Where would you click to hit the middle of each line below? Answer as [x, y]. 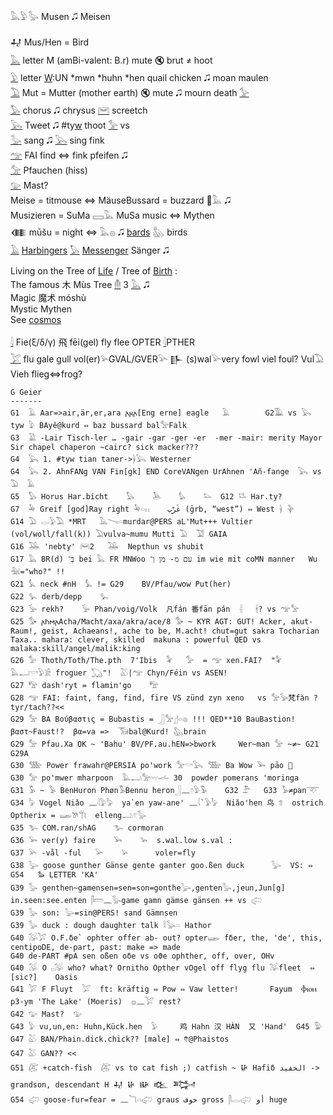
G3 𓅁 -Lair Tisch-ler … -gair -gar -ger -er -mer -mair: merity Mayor [166, 438]
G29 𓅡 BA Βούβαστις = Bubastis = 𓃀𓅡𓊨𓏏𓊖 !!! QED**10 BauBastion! [153, 719]
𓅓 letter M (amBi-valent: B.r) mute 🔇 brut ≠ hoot [111, 60]
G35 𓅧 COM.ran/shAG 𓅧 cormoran [87, 828]
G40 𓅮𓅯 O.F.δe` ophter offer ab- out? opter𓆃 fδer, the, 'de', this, [166, 938]
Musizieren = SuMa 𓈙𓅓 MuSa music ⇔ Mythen [112, 215]
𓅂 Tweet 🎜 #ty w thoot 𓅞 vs [70, 125]
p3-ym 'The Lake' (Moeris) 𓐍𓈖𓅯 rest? [96, 1002]
